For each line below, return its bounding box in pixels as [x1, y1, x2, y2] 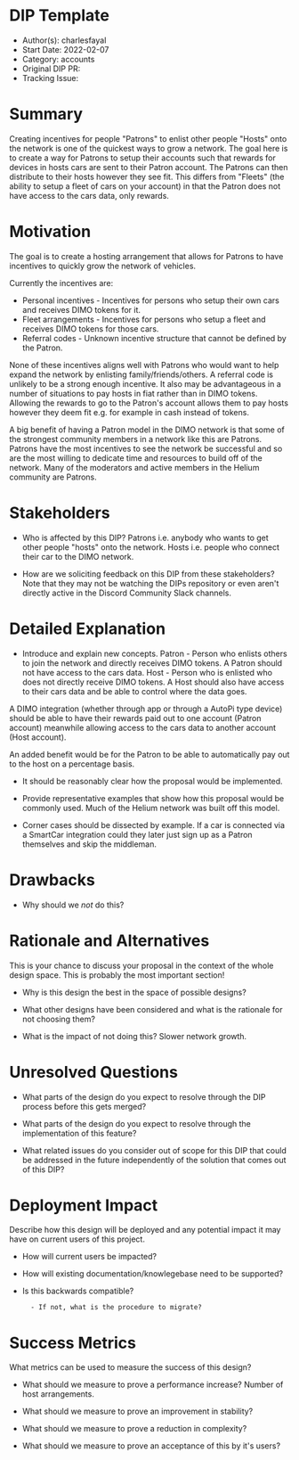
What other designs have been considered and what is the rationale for [21, 1004, 283, 1014]
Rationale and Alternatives [9, 931, 210, 950]
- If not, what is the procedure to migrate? [30, 1303, 202, 1312]
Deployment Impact [9, 1195, 158, 1215]
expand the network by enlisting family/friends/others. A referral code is [9, 369, 274, 380]
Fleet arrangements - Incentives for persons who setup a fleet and [21, 314, 266, 324]
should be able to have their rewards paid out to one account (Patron [9, 712, 262, 723]
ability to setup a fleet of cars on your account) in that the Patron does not [9, 180, 281, 192]
